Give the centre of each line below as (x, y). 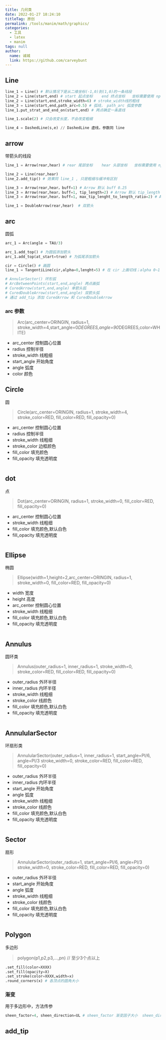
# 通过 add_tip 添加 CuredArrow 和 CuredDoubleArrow (59, 297)
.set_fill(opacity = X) (27, 972)
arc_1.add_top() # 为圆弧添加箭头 (38, 252)
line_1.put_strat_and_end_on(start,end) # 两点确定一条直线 (65, 110)
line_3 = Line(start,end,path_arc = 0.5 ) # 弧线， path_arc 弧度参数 (73, 105)
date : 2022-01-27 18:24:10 (33, 14)
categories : (17, 28)
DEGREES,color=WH (139, 327)
